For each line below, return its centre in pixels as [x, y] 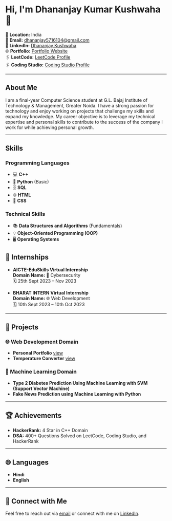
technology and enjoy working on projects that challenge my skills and [80, 111]
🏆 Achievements [34, 415]
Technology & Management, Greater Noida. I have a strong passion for [80, 105]
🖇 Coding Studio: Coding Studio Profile [48, 65]
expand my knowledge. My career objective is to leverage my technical [80, 116]
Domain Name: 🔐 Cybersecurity [47, 275]
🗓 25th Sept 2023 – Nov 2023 [45, 281]
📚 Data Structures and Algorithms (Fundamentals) [67, 226]
